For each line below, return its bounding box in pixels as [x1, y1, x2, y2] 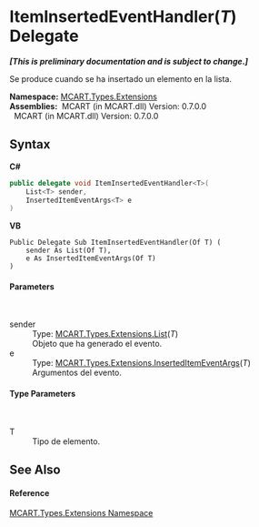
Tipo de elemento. [32, 435, 101, 447]
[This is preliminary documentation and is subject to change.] [9, 56, 248, 66]
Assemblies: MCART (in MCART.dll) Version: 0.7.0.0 [9, 100, 207, 111]
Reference [9, 487, 50, 498]
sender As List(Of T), [25, 246, 112, 256]
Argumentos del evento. [32, 367, 123, 379]
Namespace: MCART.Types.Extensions [9, 91, 157, 102]
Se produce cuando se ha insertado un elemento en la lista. [9, 73, 232, 84]
